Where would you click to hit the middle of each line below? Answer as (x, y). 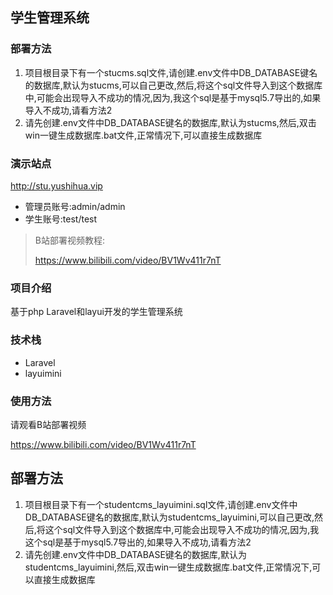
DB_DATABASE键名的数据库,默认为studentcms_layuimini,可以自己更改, (169, 517)
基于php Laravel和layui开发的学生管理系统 (96, 312)
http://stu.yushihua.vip (56, 185)
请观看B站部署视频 (48, 424)
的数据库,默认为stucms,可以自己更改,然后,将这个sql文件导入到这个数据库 (173, 85)
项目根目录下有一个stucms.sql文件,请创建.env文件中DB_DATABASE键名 (171, 72)
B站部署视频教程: (69, 240)
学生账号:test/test (61, 219)
